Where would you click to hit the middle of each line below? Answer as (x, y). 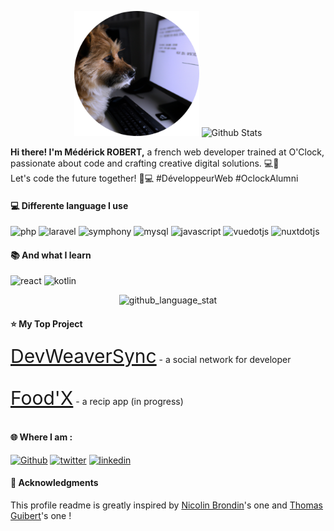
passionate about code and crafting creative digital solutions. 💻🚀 (145, 163)
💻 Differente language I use (69, 205)
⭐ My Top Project (46, 324)
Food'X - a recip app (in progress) (97, 398)
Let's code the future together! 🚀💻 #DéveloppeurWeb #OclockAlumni (154, 178)
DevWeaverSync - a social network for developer (151, 356)
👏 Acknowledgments (54, 483)
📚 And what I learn (51, 255)
